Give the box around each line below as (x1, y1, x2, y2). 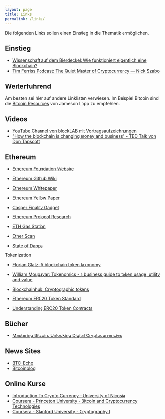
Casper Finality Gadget (12, 204, 59, 210)
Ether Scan (12, 233, 35, 239)
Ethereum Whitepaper (12, 185, 57, 191)
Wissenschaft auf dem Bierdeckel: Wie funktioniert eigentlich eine (12, 57, 147, 63)
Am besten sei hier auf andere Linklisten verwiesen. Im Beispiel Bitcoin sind (5, 95, 159, 101)
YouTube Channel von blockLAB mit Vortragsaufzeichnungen (12, 128, 137, 134)
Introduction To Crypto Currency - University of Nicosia (12, 393, 125, 399)
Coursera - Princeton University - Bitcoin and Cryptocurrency (12, 398, 138, 404)
